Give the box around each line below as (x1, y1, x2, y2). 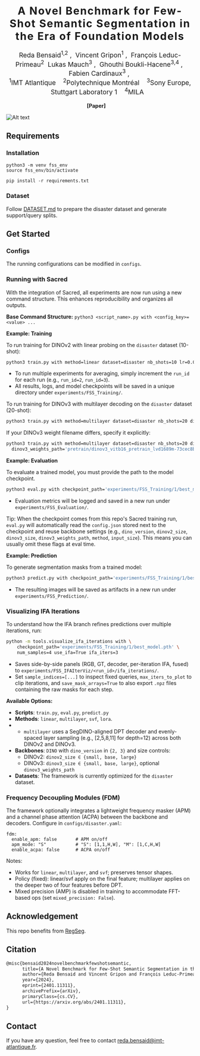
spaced (23, 734, 43, 741)
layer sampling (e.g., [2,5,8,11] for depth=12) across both (43, 734, 182, 741)
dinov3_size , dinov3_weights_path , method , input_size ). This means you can (6, 534, 192, 541)
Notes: (6, 857, 23, 865)
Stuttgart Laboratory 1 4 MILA (50, 86, 144, 97)
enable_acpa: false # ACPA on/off (11, 847, 111, 853)
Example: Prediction (6, 552, 58, 559)
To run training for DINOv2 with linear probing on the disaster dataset (6, 341, 178, 348)
